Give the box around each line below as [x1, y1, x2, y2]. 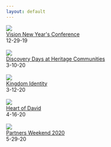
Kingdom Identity [6, 80, 48, 87]
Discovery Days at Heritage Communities [6, 55, 105, 62]
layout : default [6, 8, 46, 15]
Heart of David [6, 104, 41, 112]
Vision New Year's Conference [6, 31, 80, 38]
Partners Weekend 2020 [6, 129, 65, 136]
